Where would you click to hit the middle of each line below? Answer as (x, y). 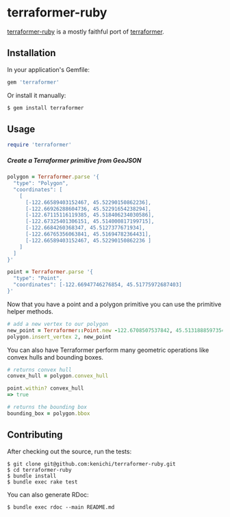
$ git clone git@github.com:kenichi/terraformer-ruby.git (91, 464)
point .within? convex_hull (46, 388)
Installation (31, 53)
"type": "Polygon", (41, 184)
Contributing (35, 435)
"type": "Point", (38, 279)
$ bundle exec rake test (42, 482)
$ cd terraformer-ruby (39, 470)
